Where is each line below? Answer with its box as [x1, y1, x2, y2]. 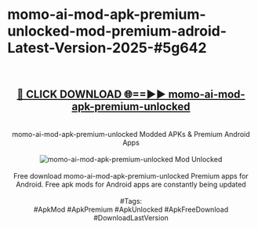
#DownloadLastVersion [93, 212, 169, 222]
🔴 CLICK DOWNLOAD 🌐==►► [16, 88, 166, 102]
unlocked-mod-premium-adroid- [7, 22, 227, 40]
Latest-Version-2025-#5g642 [7, 39, 207, 57]
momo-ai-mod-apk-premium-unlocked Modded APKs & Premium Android [12, 129, 250, 139]
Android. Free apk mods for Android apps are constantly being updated [16, 179, 246, 189]
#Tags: [119, 196, 143, 205]
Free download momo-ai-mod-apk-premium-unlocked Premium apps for [13, 171, 249, 180]
